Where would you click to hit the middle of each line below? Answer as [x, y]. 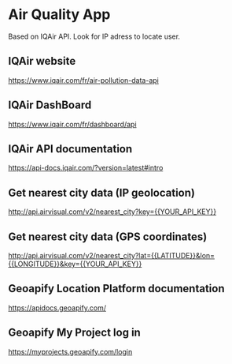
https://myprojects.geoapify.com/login [70, 351]
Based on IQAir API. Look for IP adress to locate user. [94, 36]
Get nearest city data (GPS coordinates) [108, 236]
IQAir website [42, 61]
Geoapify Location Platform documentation [117, 289]
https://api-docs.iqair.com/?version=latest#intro [86, 168]
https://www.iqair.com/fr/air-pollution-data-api [83, 80]
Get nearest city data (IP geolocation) [101, 192]
